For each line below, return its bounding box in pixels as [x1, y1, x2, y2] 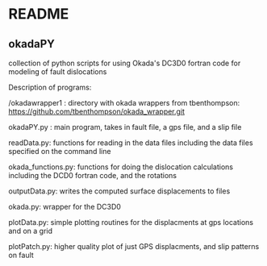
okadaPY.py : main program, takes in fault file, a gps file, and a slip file [8, 123, 242, 131]
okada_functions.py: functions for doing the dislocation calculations [8, 162, 234, 172]
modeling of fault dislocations [8, 67, 107, 77]
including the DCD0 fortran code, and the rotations [8, 171, 177, 180]
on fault [8, 251, 34, 260]
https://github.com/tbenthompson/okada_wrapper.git [8, 106, 186, 116]
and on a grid [8, 227, 53, 235]
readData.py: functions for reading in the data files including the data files [8, 138, 253, 148]
